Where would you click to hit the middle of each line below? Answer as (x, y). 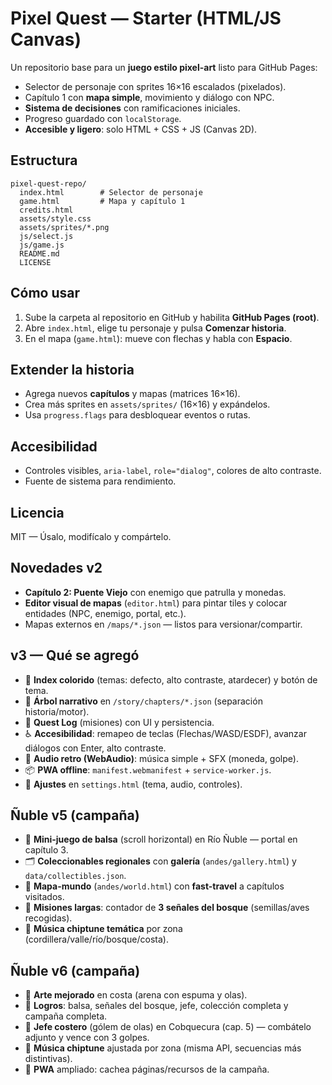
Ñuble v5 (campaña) (75, 815)
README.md (39, 253)
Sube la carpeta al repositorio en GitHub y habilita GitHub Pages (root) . (172, 317)
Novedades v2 (56, 568)
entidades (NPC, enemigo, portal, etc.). (105, 613)
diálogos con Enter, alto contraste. (95, 748)
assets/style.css (55, 218)
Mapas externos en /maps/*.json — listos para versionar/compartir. (163, 624)
